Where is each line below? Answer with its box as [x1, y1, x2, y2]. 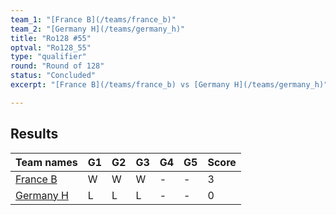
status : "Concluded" [10, 71, 97, 81]
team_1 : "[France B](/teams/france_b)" [10, 14, 177, 25]
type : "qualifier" [10, 52, 87, 62]
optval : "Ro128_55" [10, 42, 92, 53]
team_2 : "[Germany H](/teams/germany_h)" [10, 24, 186, 34]
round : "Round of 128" [10, 61, 105, 71]
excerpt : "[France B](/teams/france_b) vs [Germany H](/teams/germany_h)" [10, 80, 329, 90]
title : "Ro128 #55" [10, 33, 92, 43]
